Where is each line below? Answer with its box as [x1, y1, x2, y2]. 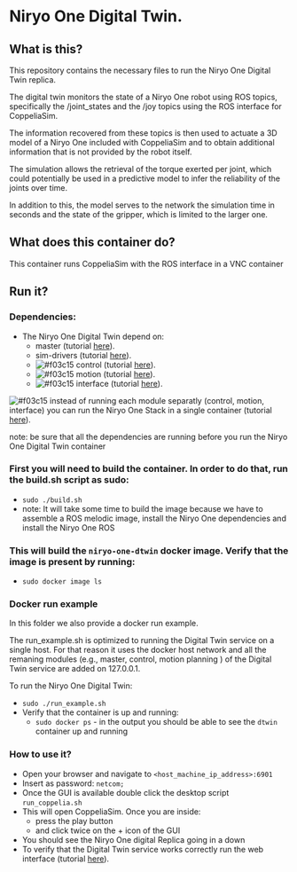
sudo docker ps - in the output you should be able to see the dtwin [35, 717, 277, 727]
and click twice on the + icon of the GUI [35, 825, 181, 836]
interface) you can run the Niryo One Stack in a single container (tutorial [9, 405, 272, 415]
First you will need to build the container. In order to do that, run [9, 463, 288, 475]
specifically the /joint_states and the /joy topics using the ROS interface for [9, 101, 282, 112]
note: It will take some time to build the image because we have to [21, 503, 263, 514]
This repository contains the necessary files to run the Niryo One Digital [9, 65, 271, 75]
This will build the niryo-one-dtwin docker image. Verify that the [9, 544, 289, 556]
